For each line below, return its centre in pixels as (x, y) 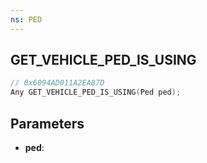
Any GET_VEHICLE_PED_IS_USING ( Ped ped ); (96, 92)
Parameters (47, 123)
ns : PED (26, 19)
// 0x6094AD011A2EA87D (57, 83)
